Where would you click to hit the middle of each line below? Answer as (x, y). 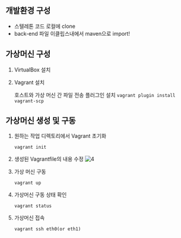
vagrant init (30, 148)
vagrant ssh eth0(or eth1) (47, 229)
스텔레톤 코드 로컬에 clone (45, 26)
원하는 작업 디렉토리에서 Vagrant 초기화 (60, 136)
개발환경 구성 (28, 11)
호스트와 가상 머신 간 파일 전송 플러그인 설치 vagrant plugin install (95, 95)
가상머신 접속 (29, 218)
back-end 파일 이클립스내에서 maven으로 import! (72, 33)
